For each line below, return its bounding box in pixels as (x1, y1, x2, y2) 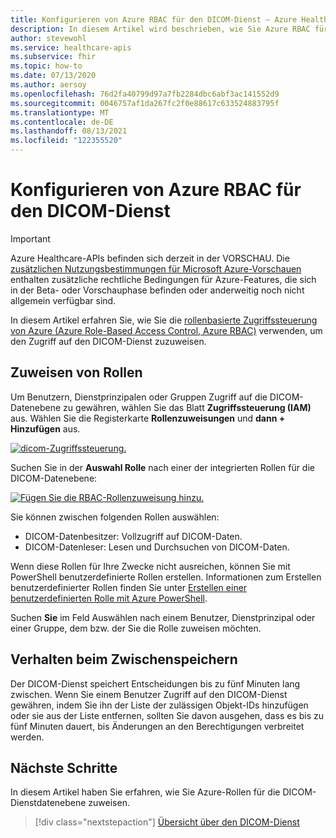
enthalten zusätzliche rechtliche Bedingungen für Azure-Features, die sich (10, 273, 317, 285)
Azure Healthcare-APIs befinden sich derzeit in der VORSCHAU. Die (10, 252, 290, 264)
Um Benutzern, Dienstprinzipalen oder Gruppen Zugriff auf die (10, 391, 268, 403)
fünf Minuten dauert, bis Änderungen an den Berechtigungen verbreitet (10, 720, 305, 732)
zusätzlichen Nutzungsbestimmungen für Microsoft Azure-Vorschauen (10, 262, 302, 275)
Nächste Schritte (10, 759, 118, 776)
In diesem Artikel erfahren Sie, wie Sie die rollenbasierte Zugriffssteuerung (10, 314, 318, 326)
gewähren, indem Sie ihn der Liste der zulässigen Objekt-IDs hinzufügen (10, 699, 309, 711)
